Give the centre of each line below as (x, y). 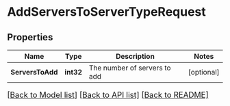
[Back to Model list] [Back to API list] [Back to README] (108, 95)
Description (135, 56)
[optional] (204, 72)
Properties (30, 37)
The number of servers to (130, 68)
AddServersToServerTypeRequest (107, 12)
